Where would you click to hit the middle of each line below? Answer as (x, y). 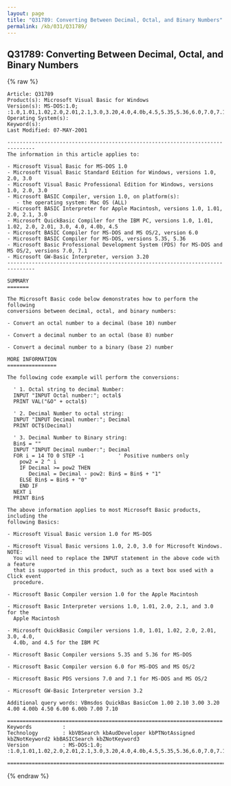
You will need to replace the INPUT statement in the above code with (117, 559)
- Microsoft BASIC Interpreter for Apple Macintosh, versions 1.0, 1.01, (115, 209)
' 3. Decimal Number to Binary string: (70, 438)
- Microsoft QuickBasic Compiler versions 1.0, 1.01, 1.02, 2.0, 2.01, (112, 631)
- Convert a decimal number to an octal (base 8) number (90, 335)
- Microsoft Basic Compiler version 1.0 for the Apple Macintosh (102, 594)
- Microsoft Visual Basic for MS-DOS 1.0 (67, 167)
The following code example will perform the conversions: (93, 378)
